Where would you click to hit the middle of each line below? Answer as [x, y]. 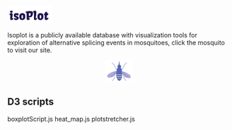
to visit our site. [30, 50]
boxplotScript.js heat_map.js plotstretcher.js [71, 119]
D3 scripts [31, 102]
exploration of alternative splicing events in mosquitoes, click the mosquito [116, 42]
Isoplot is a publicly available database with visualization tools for [103, 35]
